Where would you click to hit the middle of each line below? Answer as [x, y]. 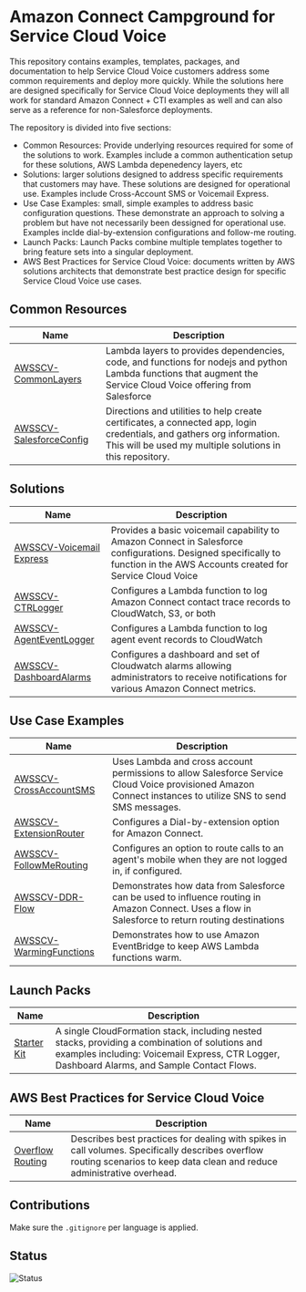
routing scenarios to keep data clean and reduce [174, 1162]
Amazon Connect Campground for [143, 17]
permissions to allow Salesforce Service [198, 773]
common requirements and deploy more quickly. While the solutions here [147, 80]
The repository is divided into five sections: [90, 127]
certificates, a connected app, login [182, 422]
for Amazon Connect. [158, 833]
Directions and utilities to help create [184, 410]
